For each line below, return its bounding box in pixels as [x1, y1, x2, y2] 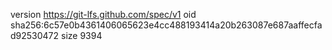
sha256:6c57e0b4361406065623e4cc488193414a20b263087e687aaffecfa [10, 19, 323, 31]
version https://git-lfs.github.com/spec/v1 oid [10, 9, 197, 20]
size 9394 [61, 30, 103, 41]
